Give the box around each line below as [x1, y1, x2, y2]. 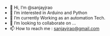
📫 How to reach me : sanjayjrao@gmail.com [9, 26, 100, 31]
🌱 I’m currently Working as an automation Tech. [9, 15, 106, 20]
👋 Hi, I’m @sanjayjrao [9, 5, 53, 10]
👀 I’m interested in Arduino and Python [9, 10, 88, 16]
